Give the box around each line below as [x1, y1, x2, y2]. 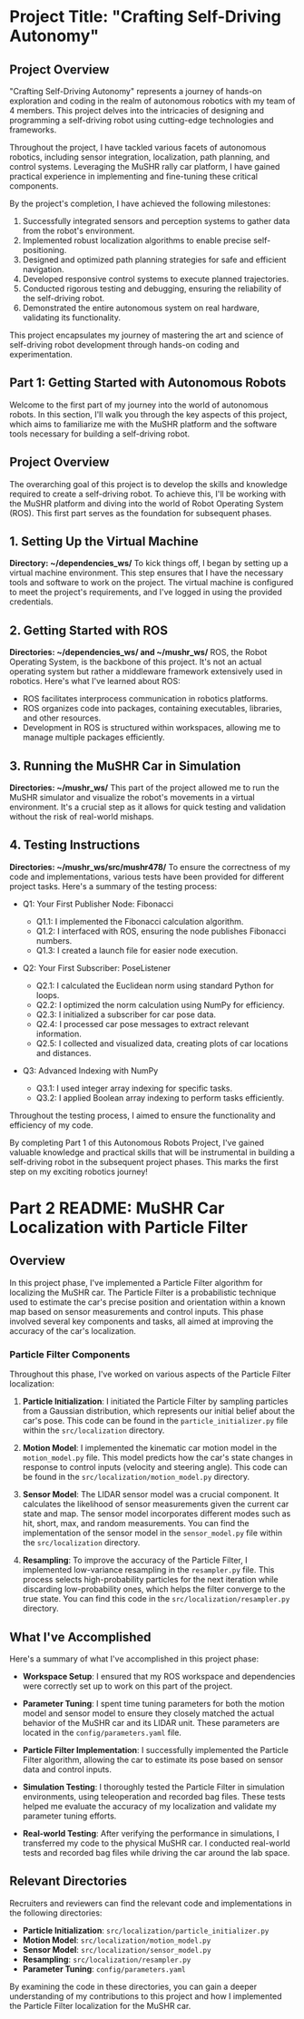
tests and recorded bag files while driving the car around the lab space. [22, 1847, 290, 1857]
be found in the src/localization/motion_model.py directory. [22, 1472, 250, 1483]
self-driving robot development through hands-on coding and [9, 339, 240, 350]
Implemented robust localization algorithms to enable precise [22, 235, 252, 246]
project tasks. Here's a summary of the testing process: [9, 880, 218, 891]
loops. [35, 989, 60, 1000]
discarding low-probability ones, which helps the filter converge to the [22, 1583, 286, 1594]
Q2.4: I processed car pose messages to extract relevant [35, 1018, 250, 1029]
